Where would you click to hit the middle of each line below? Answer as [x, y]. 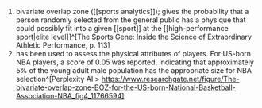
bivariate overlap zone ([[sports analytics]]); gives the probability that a [132, 12]
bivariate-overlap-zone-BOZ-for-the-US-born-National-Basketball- [125, 87]
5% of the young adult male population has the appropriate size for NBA [134, 70]
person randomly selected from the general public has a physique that [131, 20]
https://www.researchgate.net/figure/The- [170, 79]
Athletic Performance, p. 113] [63, 45]
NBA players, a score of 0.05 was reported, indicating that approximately [135, 62]
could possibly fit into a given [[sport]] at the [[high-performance [122, 28]
